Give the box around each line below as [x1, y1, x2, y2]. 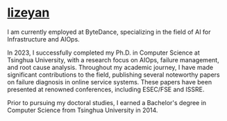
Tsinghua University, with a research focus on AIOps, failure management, [7, 55, 220, 64]
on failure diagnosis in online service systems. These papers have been [7, 77, 212, 86]
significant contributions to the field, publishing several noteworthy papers [7, 71, 220, 79]
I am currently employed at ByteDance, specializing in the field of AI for [7, 28, 211, 36]
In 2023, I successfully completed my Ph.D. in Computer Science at [7, 48, 200, 57]
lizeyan [7, 5, 50, 21]
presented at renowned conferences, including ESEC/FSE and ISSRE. [7, 85, 205, 93]
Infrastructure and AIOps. [7, 35, 80, 43]
